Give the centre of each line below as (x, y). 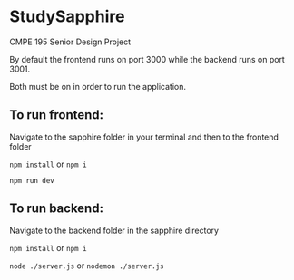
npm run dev (32, 180)
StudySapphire (67, 17)
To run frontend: (57, 115)
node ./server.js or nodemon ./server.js (87, 266)
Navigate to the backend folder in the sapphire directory (114, 230)
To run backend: (57, 209)
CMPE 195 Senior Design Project (70, 42)
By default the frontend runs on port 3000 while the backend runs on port (147, 59)
